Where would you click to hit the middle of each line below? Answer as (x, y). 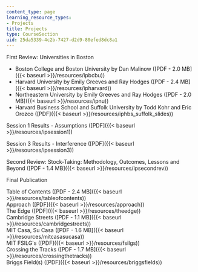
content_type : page (31, 12)
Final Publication (27, 180)
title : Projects (27, 29)
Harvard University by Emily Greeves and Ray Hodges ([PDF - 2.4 (97, 82)
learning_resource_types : (39, 18)
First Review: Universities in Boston (50, 57)
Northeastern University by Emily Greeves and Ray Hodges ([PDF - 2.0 (103, 95)
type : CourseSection (32, 34)
